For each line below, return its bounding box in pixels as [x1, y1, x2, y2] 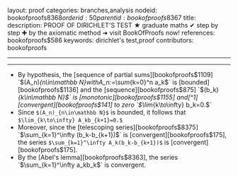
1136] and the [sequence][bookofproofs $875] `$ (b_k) [63, 86, 219, 94]
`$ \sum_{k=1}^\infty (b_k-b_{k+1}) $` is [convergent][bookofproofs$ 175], [17, 131, 227, 139]
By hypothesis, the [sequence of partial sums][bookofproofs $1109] [17, 71, 214, 78]
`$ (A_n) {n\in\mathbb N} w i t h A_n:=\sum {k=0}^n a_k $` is [17, 78, 178, 86]
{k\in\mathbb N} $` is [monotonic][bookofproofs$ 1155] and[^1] [17, 93, 198, 101]
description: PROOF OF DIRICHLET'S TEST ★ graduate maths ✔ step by [7, 21, 218, 29]
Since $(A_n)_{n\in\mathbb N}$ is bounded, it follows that [17, 108, 186, 116]
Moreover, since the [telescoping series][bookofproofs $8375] [17, 123, 198, 131]
